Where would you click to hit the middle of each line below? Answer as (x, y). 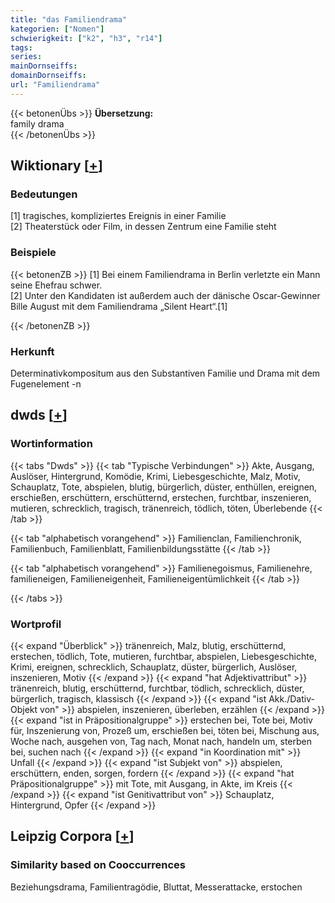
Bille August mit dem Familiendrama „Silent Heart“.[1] (119, 306)
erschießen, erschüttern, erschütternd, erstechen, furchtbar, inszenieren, (161, 497)
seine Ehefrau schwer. (56, 285)
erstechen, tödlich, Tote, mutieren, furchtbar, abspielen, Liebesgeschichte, (163, 657)
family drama (37, 123)
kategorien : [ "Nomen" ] (57, 29)
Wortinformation (51, 444)
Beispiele (33, 253)
